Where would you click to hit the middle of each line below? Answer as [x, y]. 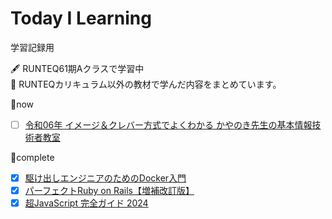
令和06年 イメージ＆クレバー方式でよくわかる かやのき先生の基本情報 [168, 124]
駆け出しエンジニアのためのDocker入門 [105, 178]
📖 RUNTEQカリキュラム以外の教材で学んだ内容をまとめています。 [146, 84]
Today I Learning [81, 18]
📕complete [32, 157]
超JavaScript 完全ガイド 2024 [86, 203]
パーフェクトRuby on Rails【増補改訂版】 [109, 191]
